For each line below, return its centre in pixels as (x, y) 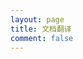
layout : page (37, 19)
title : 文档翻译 (41, 29)
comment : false (42, 38)
